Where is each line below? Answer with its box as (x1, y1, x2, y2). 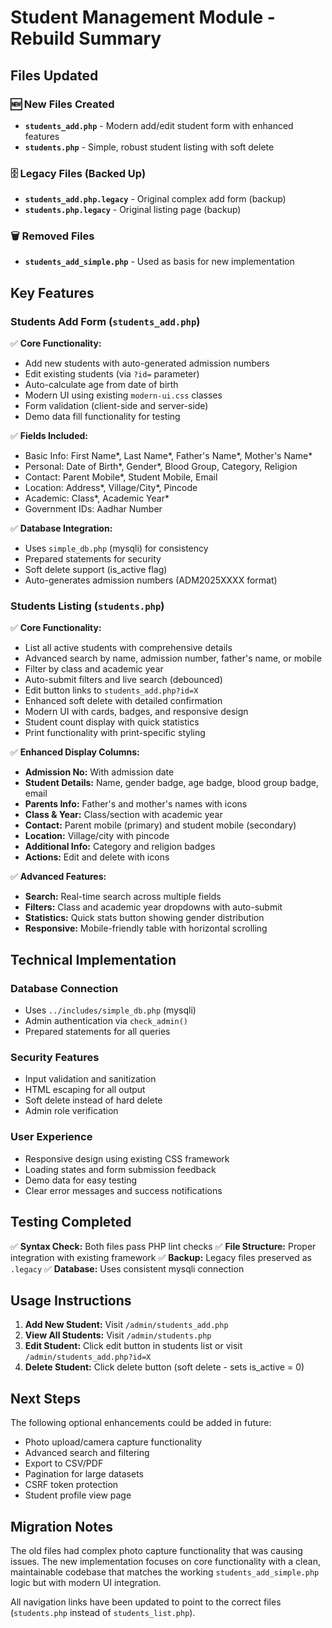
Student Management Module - (10, 6, 276, 29)
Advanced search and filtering (24, 1447, 150, 1459)
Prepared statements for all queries (24, 1026, 171, 1038)
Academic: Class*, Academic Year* (24, 492, 170, 505)
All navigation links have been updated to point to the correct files (10, 1596, 282, 1608)
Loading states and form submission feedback (24, 1163, 217, 1175)
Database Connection (10, 981, 119, 995)
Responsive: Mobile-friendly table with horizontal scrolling (24, 922, 268, 935)
